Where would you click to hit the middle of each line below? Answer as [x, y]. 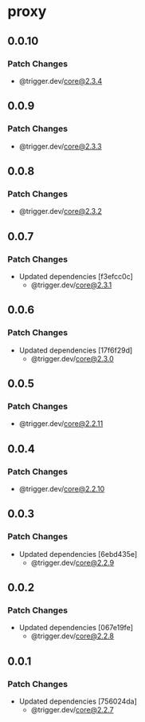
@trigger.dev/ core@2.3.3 [60, 146]
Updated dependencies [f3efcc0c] [76, 276]
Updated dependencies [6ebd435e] [78, 554]
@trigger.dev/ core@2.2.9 [72, 562]
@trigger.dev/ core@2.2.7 [72, 710]
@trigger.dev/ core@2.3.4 [61, 81]
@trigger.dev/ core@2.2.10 [62, 489]
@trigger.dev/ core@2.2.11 [61, 424]
